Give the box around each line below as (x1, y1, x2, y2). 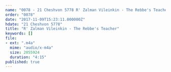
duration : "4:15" (10, 54, 47, 60)
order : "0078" (5, 12, 36, 17)
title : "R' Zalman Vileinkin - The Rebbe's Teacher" (5, 26, 120, 31)
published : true (5, 59, 40, 64)
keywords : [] (5, 31, 33, 36)
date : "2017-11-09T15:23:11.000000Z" (5, 17, 85, 22)
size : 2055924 (10, 50, 40, 55)
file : (5, 36, 17, 41)
